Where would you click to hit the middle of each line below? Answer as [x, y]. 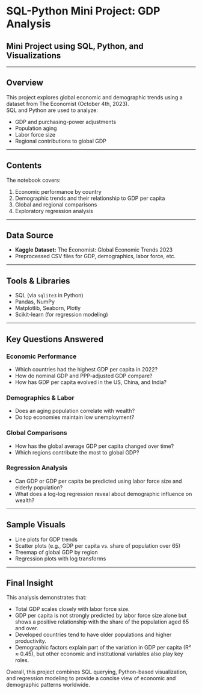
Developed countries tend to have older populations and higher [93, 635]
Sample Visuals [36, 525]
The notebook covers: [34, 180]
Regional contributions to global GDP [60, 141]
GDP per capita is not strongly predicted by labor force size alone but [101, 616]
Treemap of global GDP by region [56, 552]
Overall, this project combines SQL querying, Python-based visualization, [97, 672]
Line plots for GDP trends [46, 539]
